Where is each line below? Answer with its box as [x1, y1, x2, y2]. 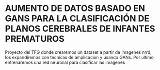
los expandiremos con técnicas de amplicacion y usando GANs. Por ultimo [5, 54, 154, 60]
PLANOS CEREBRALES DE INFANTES [5, 23, 155, 34]
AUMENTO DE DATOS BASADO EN [5, 3, 145, 14]
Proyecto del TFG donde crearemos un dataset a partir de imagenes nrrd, [5, 49, 152, 55]
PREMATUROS [5, 34, 64, 45]
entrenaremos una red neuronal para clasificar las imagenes [5, 59, 125, 65]
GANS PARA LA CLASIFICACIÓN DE [5, 13, 149, 24]
